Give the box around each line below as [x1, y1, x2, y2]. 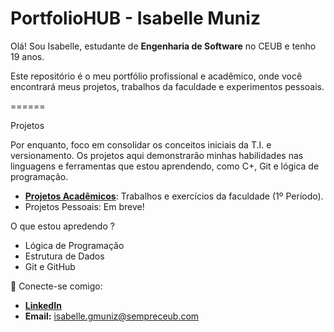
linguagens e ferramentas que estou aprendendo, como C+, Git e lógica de [10, 160, 320, 172]
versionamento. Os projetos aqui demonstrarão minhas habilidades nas [10, 149, 304, 161]
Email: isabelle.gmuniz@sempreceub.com [24, 310, 200, 322]
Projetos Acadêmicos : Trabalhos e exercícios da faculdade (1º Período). [24, 190, 324, 202]
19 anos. [10, 50, 45, 62]
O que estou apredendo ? [10, 220, 115, 232]
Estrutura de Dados [24, 250, 105, 262]
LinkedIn [24, 299, 62, 311]
